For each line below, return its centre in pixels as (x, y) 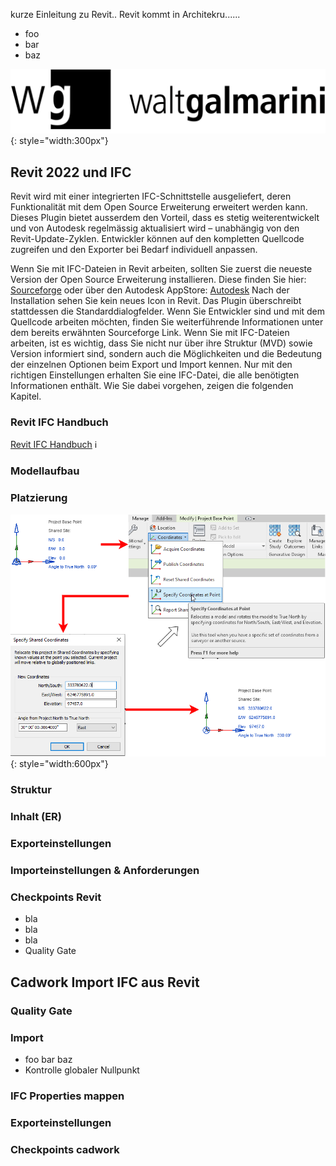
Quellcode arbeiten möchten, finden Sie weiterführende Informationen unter (167, 322)
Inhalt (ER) (36, 817)
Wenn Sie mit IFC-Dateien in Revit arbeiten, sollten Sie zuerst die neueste (161, 269)
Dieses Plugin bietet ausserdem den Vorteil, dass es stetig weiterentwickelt (165, 218)
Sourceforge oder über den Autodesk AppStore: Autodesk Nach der (150, 290)
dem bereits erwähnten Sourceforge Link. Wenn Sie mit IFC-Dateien (150, 333)
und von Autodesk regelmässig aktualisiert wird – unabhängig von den (155, 228)
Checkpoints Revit (56, 897)
